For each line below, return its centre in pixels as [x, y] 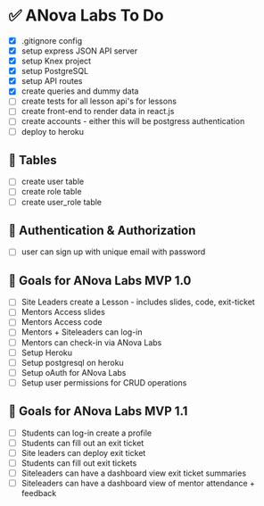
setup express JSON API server [79, 51]
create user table [53, 182]
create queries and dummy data [80, 91]
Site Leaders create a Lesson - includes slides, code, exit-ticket [138, 302]
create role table [51, 192]
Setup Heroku [47, 353]
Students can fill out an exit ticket [82, 443]
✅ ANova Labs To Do [86, 16]
